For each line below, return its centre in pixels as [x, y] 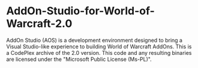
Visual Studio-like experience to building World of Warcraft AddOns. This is [99, 47]
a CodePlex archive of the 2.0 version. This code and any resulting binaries [99, 52]
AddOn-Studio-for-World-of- [80, 11]
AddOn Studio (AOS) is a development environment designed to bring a [94, 40]
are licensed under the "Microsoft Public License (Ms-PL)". [79, 59]
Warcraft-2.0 [39, 24]
